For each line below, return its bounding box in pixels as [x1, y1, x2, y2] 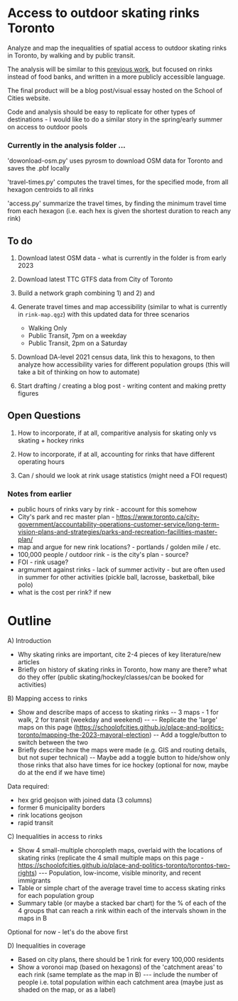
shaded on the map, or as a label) [17, 985, 116, 994]
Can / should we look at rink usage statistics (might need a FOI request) [17, 471, 228, 480]
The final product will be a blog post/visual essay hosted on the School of [7, 86, 222, 94]
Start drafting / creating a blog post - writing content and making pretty [17, 382, 227, 390]
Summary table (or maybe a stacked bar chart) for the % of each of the [17, 899, 227, 907]
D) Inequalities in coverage [7, 941, 86, 950]
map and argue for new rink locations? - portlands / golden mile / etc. [17, 543, 222, 551]
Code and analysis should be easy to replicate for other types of [7, 107, 195, 116]
